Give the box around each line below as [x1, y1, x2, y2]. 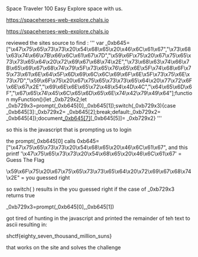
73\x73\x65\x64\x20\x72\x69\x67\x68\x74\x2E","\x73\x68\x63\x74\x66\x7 [6, 58, 190, 65]
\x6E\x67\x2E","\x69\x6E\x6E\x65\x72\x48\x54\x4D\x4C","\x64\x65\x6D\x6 [6, 83, 192, 90]
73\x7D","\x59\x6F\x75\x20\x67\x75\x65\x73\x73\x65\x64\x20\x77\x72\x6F [6, 77, 193, 84]
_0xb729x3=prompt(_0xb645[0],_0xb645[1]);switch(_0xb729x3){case [6, 102, 176, 109]
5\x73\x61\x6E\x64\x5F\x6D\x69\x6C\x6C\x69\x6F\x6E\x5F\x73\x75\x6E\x [6, 71, 190, 77]
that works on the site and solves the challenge [6, 244, 121, 251]
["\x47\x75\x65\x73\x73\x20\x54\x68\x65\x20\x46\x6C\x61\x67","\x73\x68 [6, 45, 191, 53]
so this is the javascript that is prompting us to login [6, 126, 132, 133]
